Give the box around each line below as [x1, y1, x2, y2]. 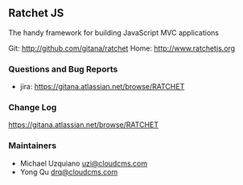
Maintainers [8, 140, 57, 151]
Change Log [8, 102, 57, 113]
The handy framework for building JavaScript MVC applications [8, 27, 220, 37]
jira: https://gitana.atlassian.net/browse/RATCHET [19, 82, 185, 92]
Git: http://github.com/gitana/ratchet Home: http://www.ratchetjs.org [8, 43, 236, 53]
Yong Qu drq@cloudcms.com [19, 166, 118, 176]
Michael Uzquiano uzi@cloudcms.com [19, 158, 148, 168]
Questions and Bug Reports [8, 64, 118, 75]
